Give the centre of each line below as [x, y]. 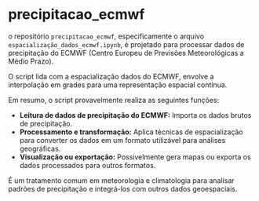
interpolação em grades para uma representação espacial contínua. [118, 85]
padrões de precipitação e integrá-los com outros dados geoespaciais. [123, 188]
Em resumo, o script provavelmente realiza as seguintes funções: [114, 100]
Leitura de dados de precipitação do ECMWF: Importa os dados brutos [135, 115]
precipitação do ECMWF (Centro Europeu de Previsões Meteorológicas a [126, 53]
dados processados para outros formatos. [88, 165]
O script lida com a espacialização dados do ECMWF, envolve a [111, 76]
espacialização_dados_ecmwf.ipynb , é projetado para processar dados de [126, 44]
